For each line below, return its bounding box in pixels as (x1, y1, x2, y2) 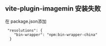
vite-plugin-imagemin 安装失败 (5, 4, 101, 13)
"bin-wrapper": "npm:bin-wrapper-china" (14, 32, 98, 37)
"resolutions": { (7, 28, 43, 33)
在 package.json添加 (5, 18, 47, 24)
